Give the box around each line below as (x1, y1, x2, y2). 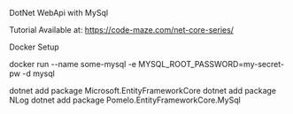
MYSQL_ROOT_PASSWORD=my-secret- (138, 59, 285, 69)
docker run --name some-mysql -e (9, 59, 137, 69)
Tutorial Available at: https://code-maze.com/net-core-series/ (9, 25, 235, 34)
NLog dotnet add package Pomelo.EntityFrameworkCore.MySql (9, 95, 241, 105)
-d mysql (21, 68, 55, 79)
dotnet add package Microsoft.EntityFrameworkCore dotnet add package (9, 86, 277, 95)
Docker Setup (9, 42, 59, 52)
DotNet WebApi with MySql (9, 8, 109, 18)
